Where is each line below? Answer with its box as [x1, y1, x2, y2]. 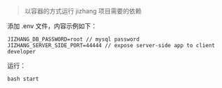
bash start [7, 75, 39, 82]
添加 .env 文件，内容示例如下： [7, 22, 98, 30]
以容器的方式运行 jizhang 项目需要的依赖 [24, 7, 142, 15]
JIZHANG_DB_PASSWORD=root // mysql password [7, 36, 140, 43]
